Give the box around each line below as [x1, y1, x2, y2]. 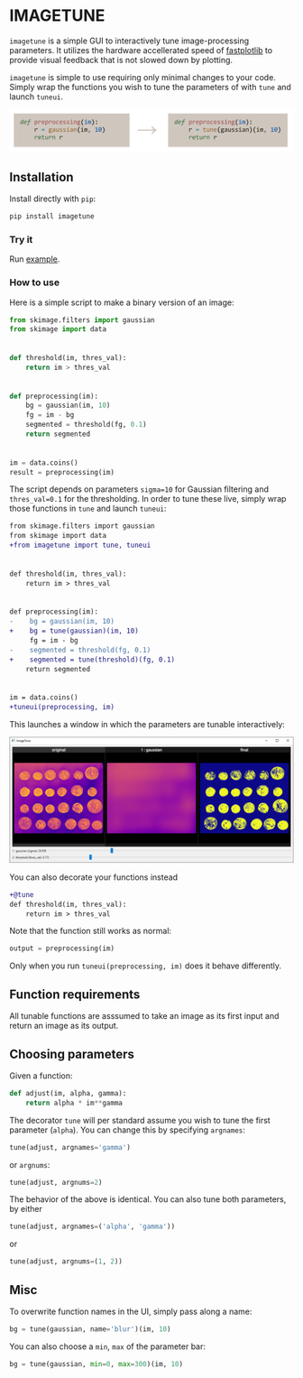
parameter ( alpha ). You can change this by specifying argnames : [9, 1124, 246, 1135]
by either [9, 1204, 42, 1215]
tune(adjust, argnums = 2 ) [9, 1178, 103, 1187]
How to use [9, 276, 60, 289]
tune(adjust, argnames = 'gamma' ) [9, 1142, 131, 1151]
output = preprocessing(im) [9, 944, 115, 953]
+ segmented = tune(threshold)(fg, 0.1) [9, 655, 176, 664]
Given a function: [9, 1070, 73, 1081]
